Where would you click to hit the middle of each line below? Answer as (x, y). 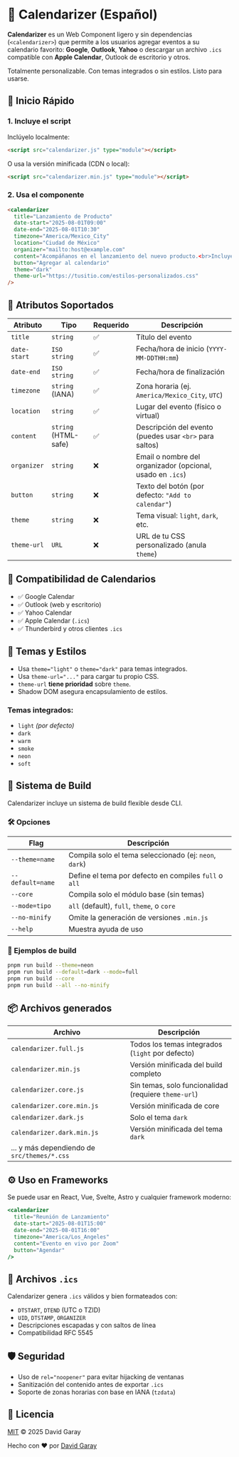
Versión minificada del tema (176, 1129)
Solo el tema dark (159, 1117)
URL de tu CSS (161, 536)
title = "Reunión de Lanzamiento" (62, 1217)
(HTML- (65, 435)
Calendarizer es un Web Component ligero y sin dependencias (100, 34)
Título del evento (164, 337)
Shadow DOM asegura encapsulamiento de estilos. (92, 691)
